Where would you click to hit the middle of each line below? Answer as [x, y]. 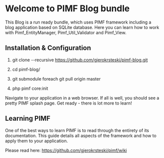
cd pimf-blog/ [26, 69]
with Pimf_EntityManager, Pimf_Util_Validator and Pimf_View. [66, 32]
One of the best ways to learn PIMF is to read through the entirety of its [77, 130]
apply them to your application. [37, 141]
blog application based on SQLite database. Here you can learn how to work [82, 27]
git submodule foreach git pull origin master [56, 79]
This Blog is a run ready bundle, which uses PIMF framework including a [78, 22]
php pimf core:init [30, 88]
